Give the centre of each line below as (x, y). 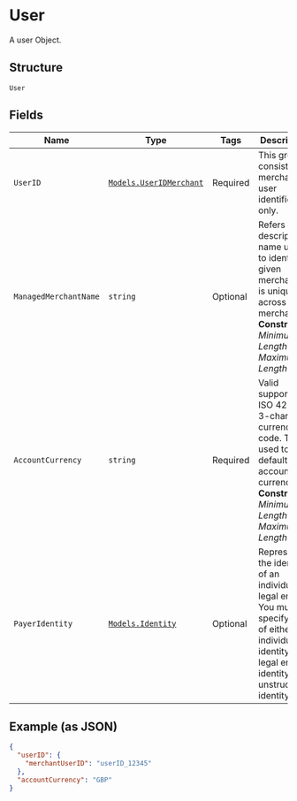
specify (274, 618)
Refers (271, 225)
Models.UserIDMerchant (156, 183)
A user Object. (35, 40)
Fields (27, 115)
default (273, 460)
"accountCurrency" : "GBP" (65, 780)
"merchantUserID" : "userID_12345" (88, 764)
